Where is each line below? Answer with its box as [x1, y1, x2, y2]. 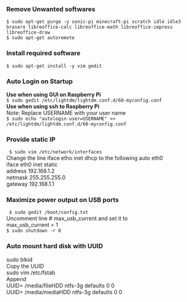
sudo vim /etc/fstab [6, 268, 56, 276]
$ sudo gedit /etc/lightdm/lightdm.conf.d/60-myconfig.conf [6, 97, 163, 103]
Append [6, 275, 26, 282]
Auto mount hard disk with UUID [6, 242, 104, 251]
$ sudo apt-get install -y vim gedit [6, 63, 102, 69]
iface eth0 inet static [6, 161, 58, 168]
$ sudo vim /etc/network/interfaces [9, 149, 102, 155]
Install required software [6, 49, 81, 57]
